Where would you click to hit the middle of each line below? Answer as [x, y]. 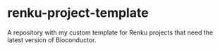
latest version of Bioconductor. [52, 39]
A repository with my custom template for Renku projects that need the [110, 32]
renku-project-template [78, 13]
